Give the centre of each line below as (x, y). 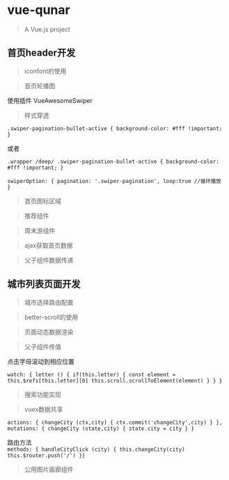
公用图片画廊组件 (49, 469)
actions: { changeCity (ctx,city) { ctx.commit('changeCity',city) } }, (115, 422)
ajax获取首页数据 (48, 245)
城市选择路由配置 (49, 302)
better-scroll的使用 (51, 317)
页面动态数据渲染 (49, 332)
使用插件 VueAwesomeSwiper (50, 100)
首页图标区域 (42, 201)
